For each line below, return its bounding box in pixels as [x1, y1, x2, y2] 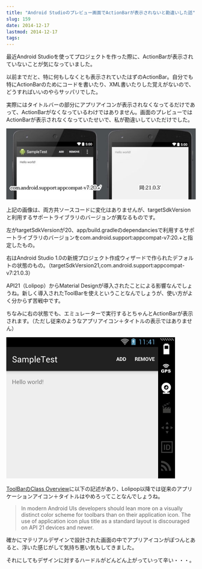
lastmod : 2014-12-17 [6, 29, 58, 35]
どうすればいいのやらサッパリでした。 [6, 88, 101, 96]
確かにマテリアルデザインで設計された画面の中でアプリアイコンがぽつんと [6, 537, 191, 544]
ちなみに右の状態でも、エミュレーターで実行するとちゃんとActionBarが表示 [6, 310, 194, 317]
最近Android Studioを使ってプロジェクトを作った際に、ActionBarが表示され [6, 53, 194, 60]
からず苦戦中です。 [16, 297, 64, 305]
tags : [6, 35, 20, 41]
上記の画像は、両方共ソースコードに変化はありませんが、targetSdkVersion [6, 206, 191, 213]
